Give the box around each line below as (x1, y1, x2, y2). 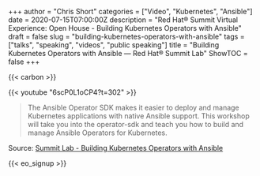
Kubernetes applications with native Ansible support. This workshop (27, 111, 251, 121)
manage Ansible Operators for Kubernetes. (27, 128, 168, 137)
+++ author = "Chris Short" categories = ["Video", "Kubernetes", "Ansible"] (8, 7, 253, 16)
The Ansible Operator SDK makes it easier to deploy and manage (27, 103, 239, 112)
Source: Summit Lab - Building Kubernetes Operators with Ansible (8, 144, 224, 152)
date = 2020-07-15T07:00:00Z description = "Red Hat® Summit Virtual (8, 15, 239, 24)
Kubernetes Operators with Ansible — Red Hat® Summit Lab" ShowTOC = (8, 49, 248, 58)
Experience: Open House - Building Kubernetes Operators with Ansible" (8, 24, 243, 32)
